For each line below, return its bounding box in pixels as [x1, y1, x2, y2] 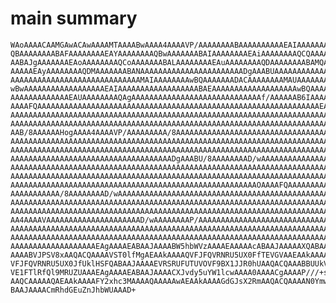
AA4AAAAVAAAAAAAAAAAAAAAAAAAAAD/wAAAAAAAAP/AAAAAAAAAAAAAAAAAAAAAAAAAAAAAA [10, 215, 333, 225]
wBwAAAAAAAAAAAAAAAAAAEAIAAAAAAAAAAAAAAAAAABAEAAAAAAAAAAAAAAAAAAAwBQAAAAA [10, 83, 333, 94]
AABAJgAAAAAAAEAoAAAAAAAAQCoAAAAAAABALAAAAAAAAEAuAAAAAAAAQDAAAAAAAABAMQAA [10, 57, 333, 67]
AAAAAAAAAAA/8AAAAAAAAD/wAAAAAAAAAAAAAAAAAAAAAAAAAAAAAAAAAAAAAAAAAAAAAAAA [10, 188, 333, 199]
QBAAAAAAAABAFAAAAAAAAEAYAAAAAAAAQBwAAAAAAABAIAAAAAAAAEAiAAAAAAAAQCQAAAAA [10, 48, 333, 59]
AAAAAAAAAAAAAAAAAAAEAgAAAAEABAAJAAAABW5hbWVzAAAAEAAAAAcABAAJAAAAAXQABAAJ [10, 241, 333, 251]
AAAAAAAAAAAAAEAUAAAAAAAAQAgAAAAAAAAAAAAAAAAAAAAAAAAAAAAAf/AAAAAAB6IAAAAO [10, 92, 333, 102]
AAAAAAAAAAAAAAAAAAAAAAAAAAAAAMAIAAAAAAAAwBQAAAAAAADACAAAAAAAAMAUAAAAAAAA [10, 75, 333, 85]
